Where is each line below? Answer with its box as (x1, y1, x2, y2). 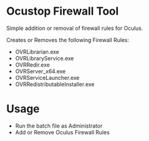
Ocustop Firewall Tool (6, 4, 119, 18)
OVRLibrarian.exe (15, 48, 60, 56)
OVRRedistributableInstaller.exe (15, 81, 95, 88)
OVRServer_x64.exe (15, 67, 66, 74)
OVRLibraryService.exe (15, 54, 74, 62)
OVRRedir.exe (15, 61, 50, 68)
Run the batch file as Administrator (15, 122, 103, 129)
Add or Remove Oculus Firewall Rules (15, 128, 110, 136)
